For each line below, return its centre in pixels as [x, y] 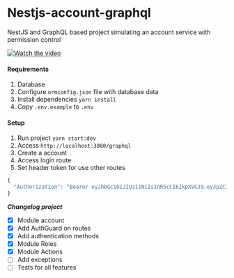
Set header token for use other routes [71, 168]
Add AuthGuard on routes [54, 229]
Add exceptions [40, 260]
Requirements [28, 69]
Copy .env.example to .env [55, 107]
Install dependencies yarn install [67, 100]
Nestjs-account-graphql [79, 13]
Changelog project [35, 206]
